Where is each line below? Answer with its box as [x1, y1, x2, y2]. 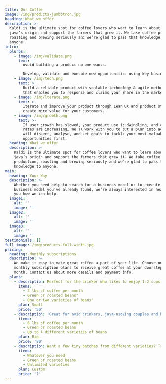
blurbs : [9, 49, 26, 54]
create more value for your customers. [23, 109, 105, 114]
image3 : [9, 224, 26, 229]
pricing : [5, 247, 23, 252]
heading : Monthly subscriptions [9, 252, 77, 256]
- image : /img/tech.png [14, 76, 63, 81]
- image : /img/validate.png [14, 53, 72, 59]
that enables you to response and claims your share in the [23, 90, 149, 95]
